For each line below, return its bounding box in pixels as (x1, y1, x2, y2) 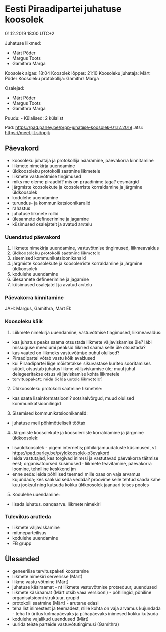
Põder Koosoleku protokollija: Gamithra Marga (5, 75, 99, 81)
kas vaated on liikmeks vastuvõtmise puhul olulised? (12, 350, 120, 356)
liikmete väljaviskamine (12, 524, 60, 530)
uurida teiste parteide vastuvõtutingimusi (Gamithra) (12, 621, 119, 627)
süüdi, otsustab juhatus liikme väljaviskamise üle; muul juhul (12, 365, 135, 372)
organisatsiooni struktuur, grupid (12, 594, 80, 601)
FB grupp (12, 540, 32, 546)
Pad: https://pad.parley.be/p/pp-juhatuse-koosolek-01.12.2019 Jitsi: (5, 125, 143, 130)
